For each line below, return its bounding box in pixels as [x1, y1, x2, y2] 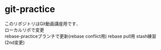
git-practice [4, 3, 55, 15]
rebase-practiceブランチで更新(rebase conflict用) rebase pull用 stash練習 [4, 33, 156, 39]
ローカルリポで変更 [4, 26, 44, 33]
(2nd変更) [4, 39, 25, 45]
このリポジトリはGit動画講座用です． [4, 20, 80, 26]
